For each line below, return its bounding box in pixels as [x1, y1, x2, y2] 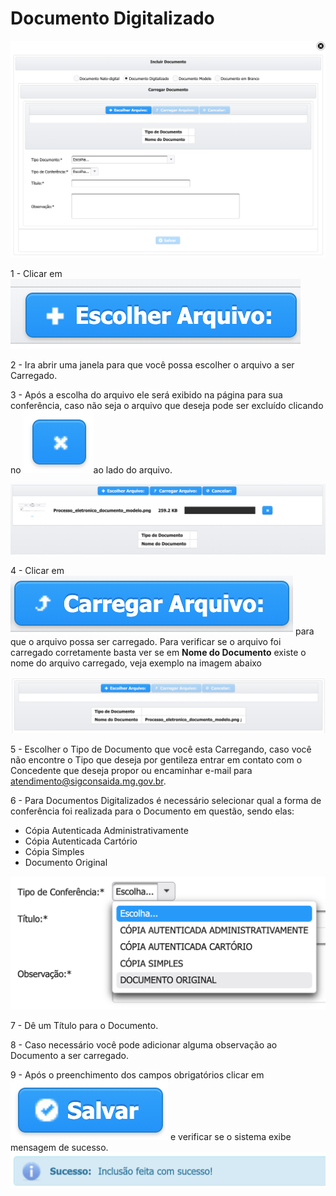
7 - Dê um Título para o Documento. [10, 1020, 159, 1032]
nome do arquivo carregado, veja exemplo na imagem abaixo [10, 657, 262, 669]
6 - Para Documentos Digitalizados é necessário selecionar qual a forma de [10, 795, 322, 807]
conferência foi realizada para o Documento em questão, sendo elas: [10, 805, 295, 817]
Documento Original [24, 857, 108, 869]
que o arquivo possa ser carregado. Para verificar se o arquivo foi [10, 635, 282, 647]
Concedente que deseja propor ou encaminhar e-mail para [10, 765, 253, 777]
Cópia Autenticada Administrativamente [24, 825, 189, 837]
